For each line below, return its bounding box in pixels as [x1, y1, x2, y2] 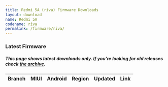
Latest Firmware [5, 43, 47, 50]
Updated [93, 75, 116, 82]
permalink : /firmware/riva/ [5, 26, 65, 31]
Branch [8, 75, 26, 82]
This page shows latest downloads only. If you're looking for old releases [5, 55, 163, 61]
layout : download [5, 12, 42, 17]
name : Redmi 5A [5, 17, 38, 22]
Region [72, 75, 89, 82]
